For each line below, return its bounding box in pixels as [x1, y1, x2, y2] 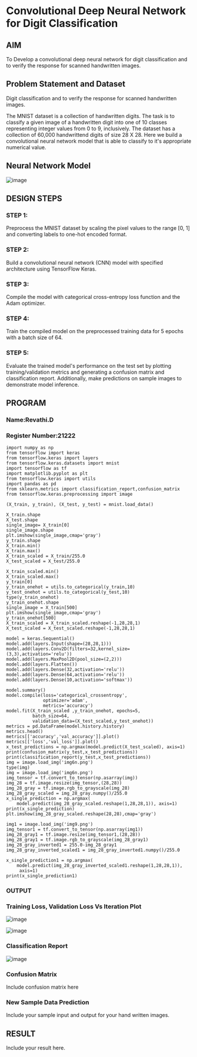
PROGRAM [6, 398, 46, 408]
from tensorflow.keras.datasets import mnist [6, 460, 119, 466]
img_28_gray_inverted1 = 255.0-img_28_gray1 [6, 842, 117, 848]
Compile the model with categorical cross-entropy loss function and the [6, 293, 181, 300]
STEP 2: [6, 246, 29, 254]
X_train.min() [6, 543, 41, 549]
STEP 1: [6, 211, 28, 219]
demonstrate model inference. [6, 381, 79, 388]
